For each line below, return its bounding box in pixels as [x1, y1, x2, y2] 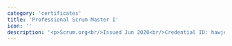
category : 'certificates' [7, 9, 81, 17]
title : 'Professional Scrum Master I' [7, 16, 119, 23]
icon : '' [7, 22, 32, 29]
